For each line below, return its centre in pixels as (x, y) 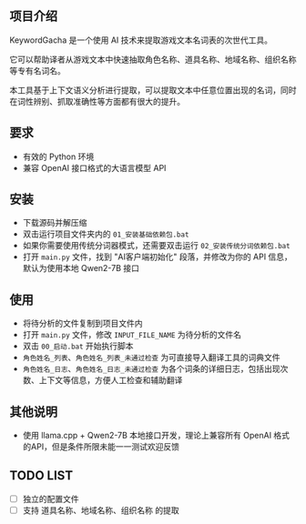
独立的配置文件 (51, 499)
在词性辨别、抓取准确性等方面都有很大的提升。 (97, 101)
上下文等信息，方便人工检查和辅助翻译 (111, 380)
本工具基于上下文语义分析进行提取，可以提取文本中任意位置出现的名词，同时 (153, 90)
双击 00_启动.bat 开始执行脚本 (78, 346)
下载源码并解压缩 (55, 223)
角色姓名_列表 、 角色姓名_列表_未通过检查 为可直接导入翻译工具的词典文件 (151, 358)
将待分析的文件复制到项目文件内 (82, 323)
